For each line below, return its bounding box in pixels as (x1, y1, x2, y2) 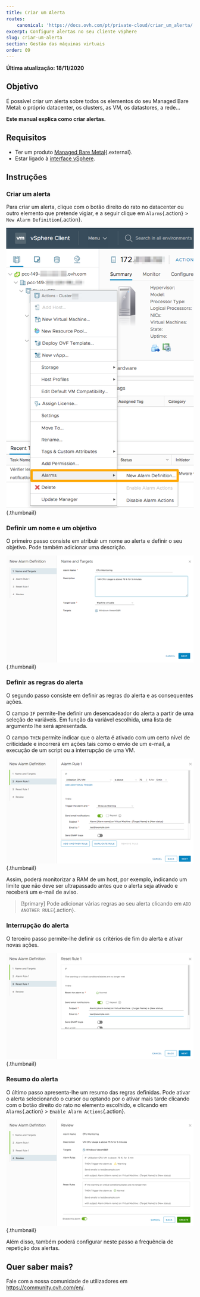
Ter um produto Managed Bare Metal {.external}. (14, 148, 133, 155)
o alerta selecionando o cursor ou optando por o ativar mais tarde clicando (6, 1095, 190, 1102)
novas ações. (6, 941, 39, 948)
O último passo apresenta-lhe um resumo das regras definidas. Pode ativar (6, 1088, 190, 1096)
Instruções (6, 172, 48, 182)
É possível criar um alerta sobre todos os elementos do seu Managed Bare (6, 97, 189, 104)
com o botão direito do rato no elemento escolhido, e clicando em (6, 1101, 168, 1108)
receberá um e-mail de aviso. (6, 888, 79, 896)
